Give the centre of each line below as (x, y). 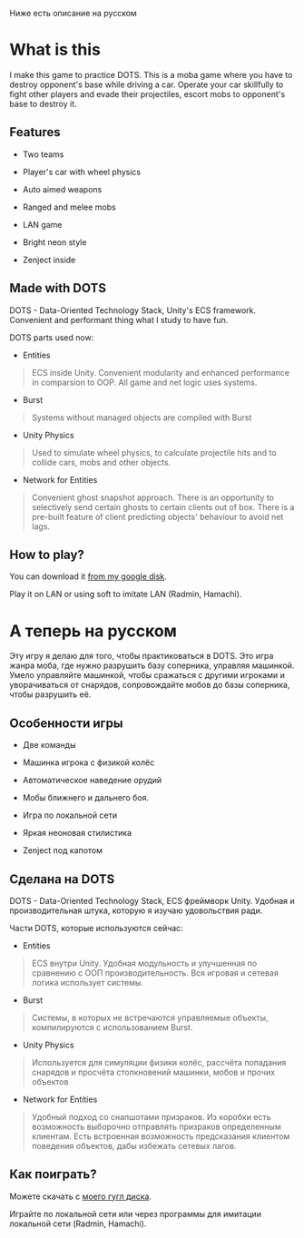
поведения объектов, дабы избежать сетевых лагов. (134, 1145)
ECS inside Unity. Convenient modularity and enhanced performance (161, 372)
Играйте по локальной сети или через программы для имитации (135, 1213)
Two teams (43, 154)
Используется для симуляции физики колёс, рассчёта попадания (159, 1062)
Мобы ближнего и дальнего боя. (86, 798)
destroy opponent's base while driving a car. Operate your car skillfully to (147, 84)
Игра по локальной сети (70, 815)
